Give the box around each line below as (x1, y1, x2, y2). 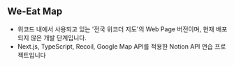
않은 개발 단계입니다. (30, 33, 87, 42)
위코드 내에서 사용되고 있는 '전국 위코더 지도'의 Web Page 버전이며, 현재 (17, 24, 214, 33)
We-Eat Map (7, 6, 63, 17)
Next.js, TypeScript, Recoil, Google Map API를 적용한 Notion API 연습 (17, 42, 213, 51)
